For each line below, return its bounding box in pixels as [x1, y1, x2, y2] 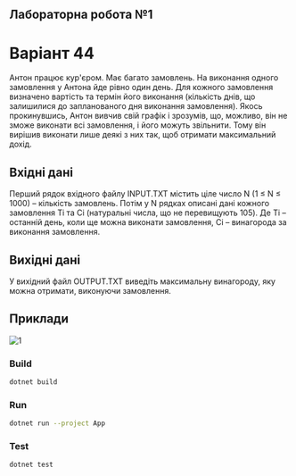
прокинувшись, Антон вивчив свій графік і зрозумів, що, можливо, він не [9, 111, 288, 121]
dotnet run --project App [9, 419, 105, 428]
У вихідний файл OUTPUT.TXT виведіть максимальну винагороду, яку [9, 276, 276, 287]
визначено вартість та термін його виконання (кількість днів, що [9, 91, 256, 102]
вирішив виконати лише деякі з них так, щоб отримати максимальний [9, 129, 276, 140]
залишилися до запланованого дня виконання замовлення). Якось [9, 101, 263, 112]
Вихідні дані [9, 252, 81, 267]
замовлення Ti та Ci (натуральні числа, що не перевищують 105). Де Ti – [9, 207, 287, 218]
